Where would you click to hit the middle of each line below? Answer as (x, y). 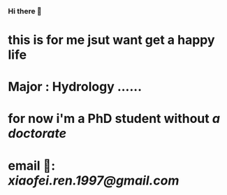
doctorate (37, 134)
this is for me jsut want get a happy (111, 40)
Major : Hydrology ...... (75, 87)
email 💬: (32, 165)
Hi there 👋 (25, 11)
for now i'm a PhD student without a (114, 119)
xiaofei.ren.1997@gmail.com (94, 180)
